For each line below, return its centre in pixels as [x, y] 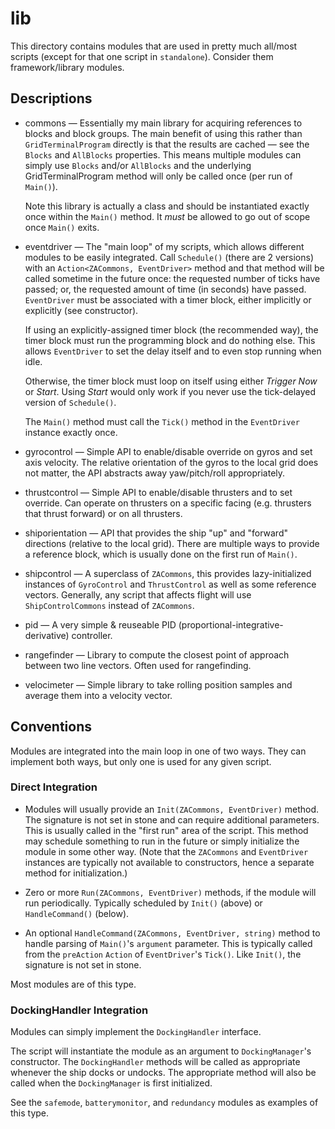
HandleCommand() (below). [77, 913]
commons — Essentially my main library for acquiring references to [163, 123]
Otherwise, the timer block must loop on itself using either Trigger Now [171, 381]
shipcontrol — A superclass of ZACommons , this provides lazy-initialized [168, 573]
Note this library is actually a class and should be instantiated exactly [167, 206]
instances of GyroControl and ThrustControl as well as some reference [170, 584]
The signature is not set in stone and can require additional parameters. [172, 819]
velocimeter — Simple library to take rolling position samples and [158, 684]
